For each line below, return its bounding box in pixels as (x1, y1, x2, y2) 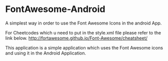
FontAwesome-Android (5, 3, 105, 15)
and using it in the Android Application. (5, 50, 87, 56)
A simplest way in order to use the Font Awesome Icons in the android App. (5, 20, 162, 26)
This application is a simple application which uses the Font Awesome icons (5, 44, 163, 50)
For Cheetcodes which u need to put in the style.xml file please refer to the (5, 29, 161, 35)
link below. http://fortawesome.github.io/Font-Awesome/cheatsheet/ (5, 35, 148, 41)
